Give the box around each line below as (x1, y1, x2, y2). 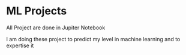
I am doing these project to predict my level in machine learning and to (6, 35, 181, 42)
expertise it (6, 42, 34, 49)
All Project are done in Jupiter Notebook (6, 24, 106, 31)
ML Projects (6, 4, 67, 18)
